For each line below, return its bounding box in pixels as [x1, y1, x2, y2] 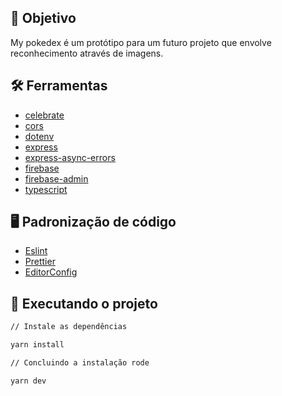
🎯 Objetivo [10, 10, 77, 27]
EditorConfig [24, 266, 78, 278]
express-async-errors [24, 151, 116, 163]
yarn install [10, 340, 65, 350]
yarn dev [10, 376, 47, 386]
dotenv [24, 130, 55, 142]
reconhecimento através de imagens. [10, 47, 164, 59]
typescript [24, 183, 68, 195]
